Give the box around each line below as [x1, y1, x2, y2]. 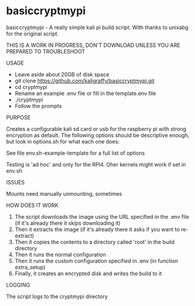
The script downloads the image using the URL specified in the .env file [14, 213, 190, 220]
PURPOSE [6, 114, 31, 121]
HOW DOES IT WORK [6, 202, 59, 209]
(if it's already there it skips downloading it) [14, 219, 121, 227]
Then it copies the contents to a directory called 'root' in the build [14, 238, 175, 246]
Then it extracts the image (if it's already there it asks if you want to [14, 225, 180, 232]
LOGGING [6, 281, 30, 288]
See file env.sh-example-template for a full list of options [6, 149, 145, 157]
